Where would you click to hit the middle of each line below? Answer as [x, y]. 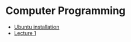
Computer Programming [66, 11]
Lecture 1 [25, 33]
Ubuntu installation [37, 27]
